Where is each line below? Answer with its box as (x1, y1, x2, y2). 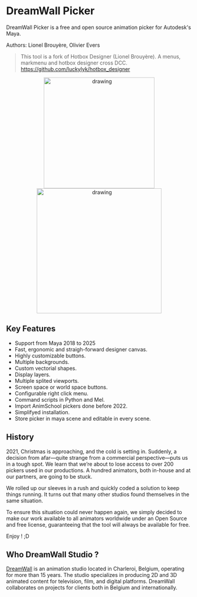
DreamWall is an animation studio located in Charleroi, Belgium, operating (6, 565, 185, 572)
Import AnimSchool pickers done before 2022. (14, 402, 128, 409)
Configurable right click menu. (14, 389, 88, 397)
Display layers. (14, 371, 51, 378)
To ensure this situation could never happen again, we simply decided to (6, 508, 182, 515)
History (6, 432, 34, 442)
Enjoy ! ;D (6, 533, 29, 540)
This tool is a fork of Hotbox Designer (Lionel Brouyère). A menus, (20, 53, 181, 60)
